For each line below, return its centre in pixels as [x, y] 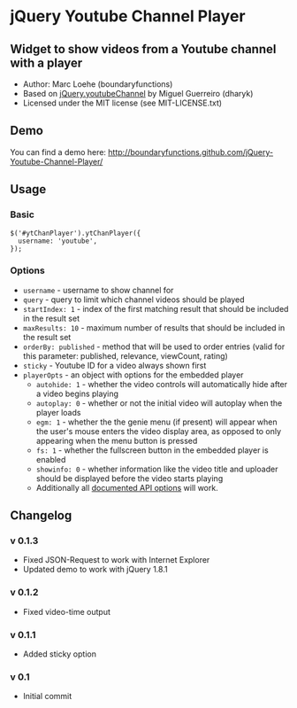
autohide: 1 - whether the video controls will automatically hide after [162, 384]
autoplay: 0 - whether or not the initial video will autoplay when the [159, 403]
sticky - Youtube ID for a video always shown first [114, 365]
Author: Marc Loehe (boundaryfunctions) [98, 84]
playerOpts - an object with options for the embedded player [133, 375]
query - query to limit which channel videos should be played [134, 300]
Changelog [41, 516]
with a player [46, 62]
